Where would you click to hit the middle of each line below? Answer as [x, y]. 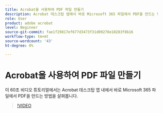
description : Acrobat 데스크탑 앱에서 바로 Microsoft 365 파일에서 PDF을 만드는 [80, 14]
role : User [16, 18]
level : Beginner [21, 28]
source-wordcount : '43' [29, 41]
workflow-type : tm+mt [27, 37]
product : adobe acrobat [29, 23]
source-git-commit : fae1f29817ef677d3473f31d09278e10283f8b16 [69, 32]
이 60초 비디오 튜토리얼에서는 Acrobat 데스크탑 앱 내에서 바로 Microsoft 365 [78, 90]
